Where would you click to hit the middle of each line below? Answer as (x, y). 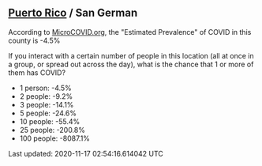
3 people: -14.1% (47, 104)
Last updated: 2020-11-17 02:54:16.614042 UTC (86, 153)
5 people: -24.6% (48, 113)
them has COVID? (37, 72)
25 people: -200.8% (52, 130)
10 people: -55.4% (50, 121)
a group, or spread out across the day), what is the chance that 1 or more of (131, 64)
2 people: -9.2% (46, 96)
